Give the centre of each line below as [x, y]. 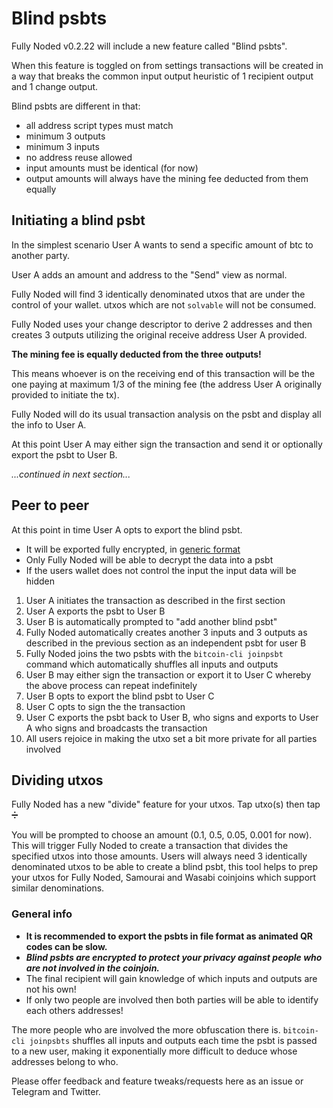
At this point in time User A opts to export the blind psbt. [127, 529]
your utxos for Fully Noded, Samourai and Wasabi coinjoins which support [164, 878]
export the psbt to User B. [64, 454]
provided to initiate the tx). [65, 394]
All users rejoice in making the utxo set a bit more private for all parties [171, 738]
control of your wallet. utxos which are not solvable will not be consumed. [164, 304]
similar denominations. [58, 888]
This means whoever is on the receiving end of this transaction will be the [163, 373]
